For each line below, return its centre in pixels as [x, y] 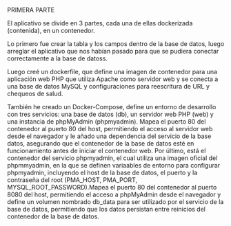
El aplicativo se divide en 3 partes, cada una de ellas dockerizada [100, 23]
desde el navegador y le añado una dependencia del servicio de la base [109, 136]
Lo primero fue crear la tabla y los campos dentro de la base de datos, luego [116, 44]
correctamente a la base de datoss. [58, 58]
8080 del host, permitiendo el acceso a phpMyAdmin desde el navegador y [114, 194]
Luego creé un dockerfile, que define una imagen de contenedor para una [112, 72]
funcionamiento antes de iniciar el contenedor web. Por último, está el [107, 151]
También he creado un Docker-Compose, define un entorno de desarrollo [112, 107]
